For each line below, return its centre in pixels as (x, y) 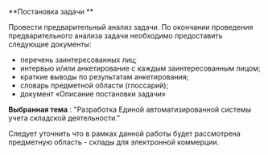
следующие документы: (50, 44)
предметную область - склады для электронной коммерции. (114, 142)
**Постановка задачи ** (51, 12)
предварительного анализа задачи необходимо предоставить (115, 36)
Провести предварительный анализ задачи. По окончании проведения (131, 27)
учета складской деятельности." (64, 118)
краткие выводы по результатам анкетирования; (104, 77)
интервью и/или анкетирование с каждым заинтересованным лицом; (140, 68)
